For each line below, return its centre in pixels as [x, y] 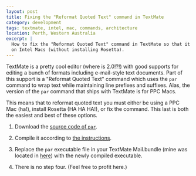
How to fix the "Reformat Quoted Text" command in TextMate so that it [101, 45]
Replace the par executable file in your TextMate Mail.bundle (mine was [101, 149]
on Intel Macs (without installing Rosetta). [68, 50]
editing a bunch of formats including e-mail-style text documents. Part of [94, 72]
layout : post [22, 11]
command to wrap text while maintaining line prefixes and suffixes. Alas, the [98, 85]
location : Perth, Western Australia [51, 33]
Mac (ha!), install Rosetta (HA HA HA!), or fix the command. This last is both [97, 109]
